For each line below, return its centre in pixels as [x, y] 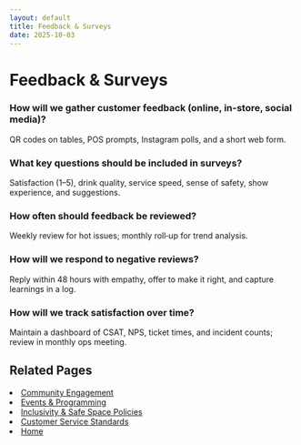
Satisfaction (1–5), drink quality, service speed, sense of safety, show [139, 183]
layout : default [40, 18]
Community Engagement [67, 392]
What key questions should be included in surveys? [126, 163]
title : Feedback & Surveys [60, 26]
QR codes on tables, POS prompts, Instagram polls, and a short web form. [148, 139]
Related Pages [51, 371]
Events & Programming [64, 402]
